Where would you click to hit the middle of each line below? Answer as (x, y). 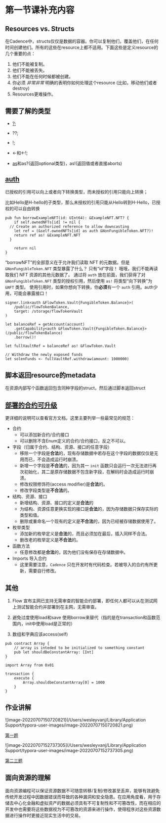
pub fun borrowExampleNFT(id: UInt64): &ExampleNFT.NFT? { (67, 218)
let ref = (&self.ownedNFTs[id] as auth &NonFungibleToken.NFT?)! (84, 231)
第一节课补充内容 (40, 10)
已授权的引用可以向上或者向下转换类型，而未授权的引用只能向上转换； (77, 192)
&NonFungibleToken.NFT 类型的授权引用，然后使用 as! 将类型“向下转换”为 (79, 281)
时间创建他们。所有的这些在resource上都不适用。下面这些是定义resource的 (82, 47)
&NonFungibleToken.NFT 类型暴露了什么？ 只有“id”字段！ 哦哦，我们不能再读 (82, 268)
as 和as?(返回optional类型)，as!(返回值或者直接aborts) (67, 163)
